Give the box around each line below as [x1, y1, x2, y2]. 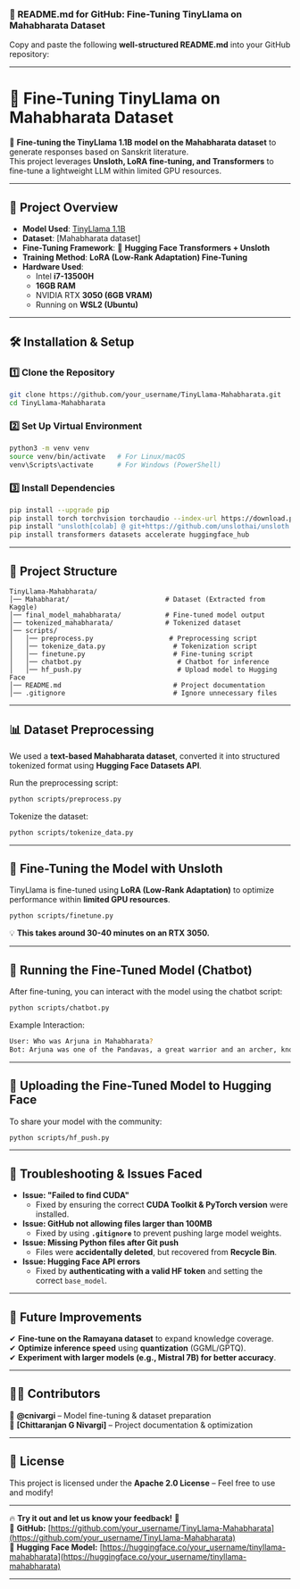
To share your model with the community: [9, 1116, 162, 1127]
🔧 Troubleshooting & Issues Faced [9, 1166, 203, 1181]
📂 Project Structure [9, 563, 118, 578]
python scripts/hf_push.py [9, 1133, 110, 1142]
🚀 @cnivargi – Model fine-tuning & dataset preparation [9, 1410, 212, 1420]
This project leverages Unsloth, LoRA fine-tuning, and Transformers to [9, 156, 274, 167]
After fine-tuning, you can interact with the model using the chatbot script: [9, 986, 283, 997]
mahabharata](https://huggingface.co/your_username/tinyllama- [9, 1551, 247, 1561]
